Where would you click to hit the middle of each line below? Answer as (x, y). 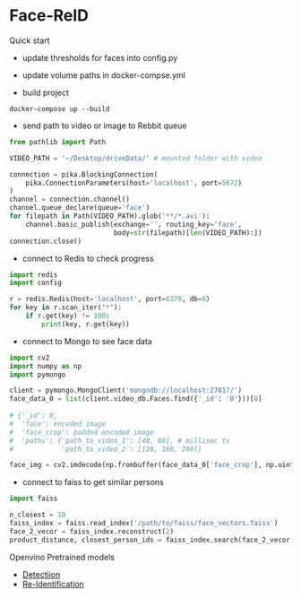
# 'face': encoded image (57, 424)
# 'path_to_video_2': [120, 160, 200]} (106, 449)
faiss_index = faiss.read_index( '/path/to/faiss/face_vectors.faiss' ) (144, 524)
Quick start (30, 40)
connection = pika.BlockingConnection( (84, 174)
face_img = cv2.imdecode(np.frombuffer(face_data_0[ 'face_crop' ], (136, 465)
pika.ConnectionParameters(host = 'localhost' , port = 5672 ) (134, 183)
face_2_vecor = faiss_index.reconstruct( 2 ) (92, 531)
